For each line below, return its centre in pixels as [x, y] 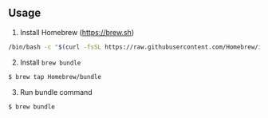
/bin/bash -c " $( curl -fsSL [55, 47]
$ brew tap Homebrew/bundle [55, 77]
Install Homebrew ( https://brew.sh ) [77, 32]
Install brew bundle [50, 62]
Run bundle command [56, 92]
